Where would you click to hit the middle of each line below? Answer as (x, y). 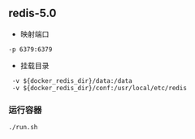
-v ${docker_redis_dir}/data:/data (72, 80)
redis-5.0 (32, 13)
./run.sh (23, 128)
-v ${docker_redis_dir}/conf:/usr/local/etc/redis (99, 88)
